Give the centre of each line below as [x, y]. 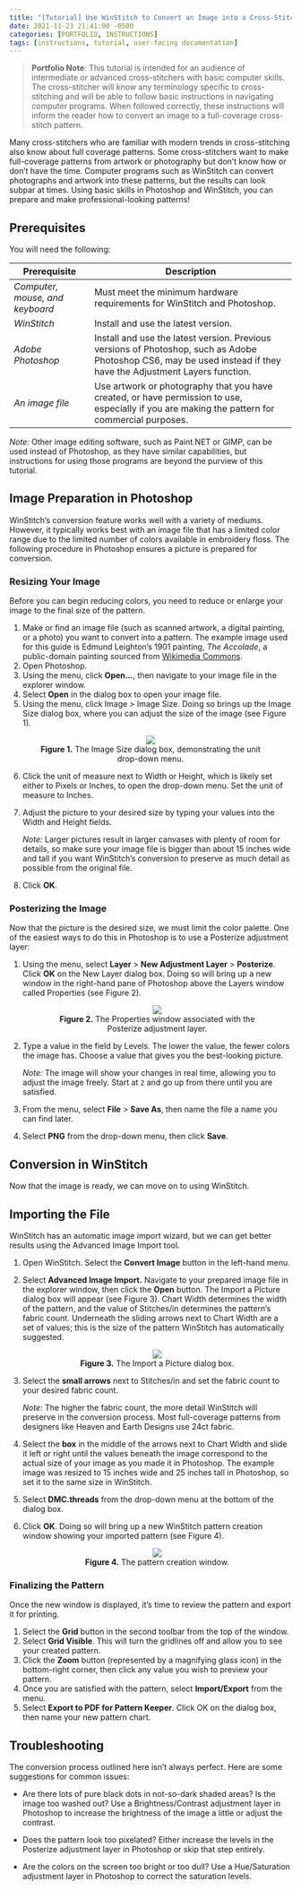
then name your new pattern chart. [86, 1717]
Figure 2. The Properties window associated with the [157, 1019]
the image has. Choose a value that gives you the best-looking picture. [153, 1056]
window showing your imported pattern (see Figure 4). [123, 1536]
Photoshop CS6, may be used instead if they [188, 361]
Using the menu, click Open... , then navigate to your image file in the [150, 675]
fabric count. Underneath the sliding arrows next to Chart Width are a [150, 1319]
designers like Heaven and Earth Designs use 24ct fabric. [128, 1427]
